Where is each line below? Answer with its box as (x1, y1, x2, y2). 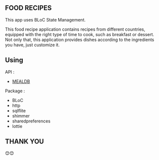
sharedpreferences (12, 118, 51, 124)
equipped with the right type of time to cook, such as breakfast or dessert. (5, 31, 155, 37)
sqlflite (12, 107, 26, 114)
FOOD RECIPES (5, 4, 52, 12)
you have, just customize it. (5, 41, 60, 48)
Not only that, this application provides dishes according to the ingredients (5, 37, 155, 42)
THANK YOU (5, 138, 44, 146)
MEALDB (12, 78, 30, 84)
